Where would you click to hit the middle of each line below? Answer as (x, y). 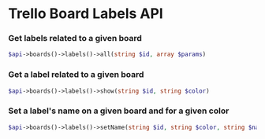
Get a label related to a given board (76, 75)
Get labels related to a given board (75, 38)
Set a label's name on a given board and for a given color (119, 111)
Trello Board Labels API (86, 14)
